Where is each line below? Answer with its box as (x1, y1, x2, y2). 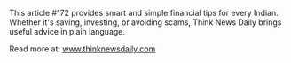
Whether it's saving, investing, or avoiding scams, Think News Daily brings (9, 17, 282, 28)
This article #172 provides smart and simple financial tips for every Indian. (9, 8, 279, 18)
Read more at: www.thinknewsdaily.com (9, 43, 156, 54)
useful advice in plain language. (9, 27, 126, 36)
